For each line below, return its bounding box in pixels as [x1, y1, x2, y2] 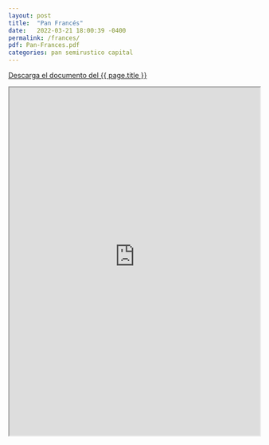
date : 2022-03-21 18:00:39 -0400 [8, 26, 127, 34]
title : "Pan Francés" [8, 19, 84, 27]
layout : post [8, 11, 52, 20]
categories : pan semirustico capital [8, 49, 134, 57]
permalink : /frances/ [8, 33, 80, 42]
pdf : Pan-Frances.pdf [8, 41, 80, 49]
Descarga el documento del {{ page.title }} [8, 71, 147, 80]
